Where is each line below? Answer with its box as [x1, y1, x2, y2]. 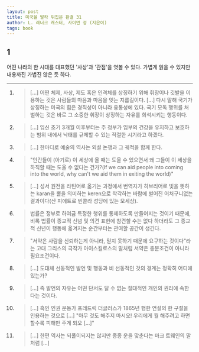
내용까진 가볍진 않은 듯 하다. [6, 71, 71, 78]
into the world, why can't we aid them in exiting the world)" [30, 170, 174, 177]
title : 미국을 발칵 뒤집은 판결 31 [6, 14, 82, 20]
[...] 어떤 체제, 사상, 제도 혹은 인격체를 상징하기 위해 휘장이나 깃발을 [30, 89, 185, 96]
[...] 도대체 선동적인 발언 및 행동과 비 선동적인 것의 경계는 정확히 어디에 [30, 264, 193, 272]
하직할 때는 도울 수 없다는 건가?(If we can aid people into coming [30, 164, 184, 171]
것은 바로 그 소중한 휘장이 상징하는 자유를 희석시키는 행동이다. [45, 111, 188, 118]
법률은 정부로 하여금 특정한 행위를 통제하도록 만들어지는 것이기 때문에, [30, 210, 191, 217]
